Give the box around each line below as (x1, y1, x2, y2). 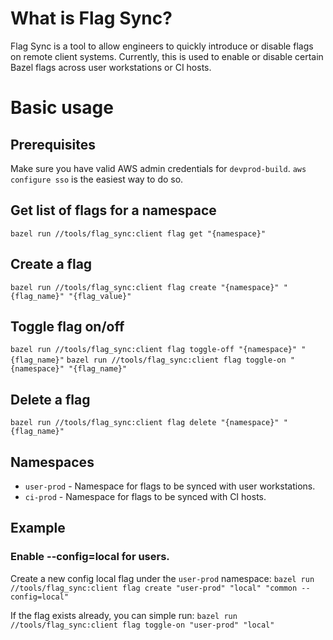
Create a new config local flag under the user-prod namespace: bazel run (10, 572, 315, 584)
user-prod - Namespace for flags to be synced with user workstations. (24, 480, 316, 492)
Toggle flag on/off (10, 318, 125, 335)
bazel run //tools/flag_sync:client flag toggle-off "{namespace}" (10, 345, 298, 355)
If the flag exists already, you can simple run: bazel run (10, 609, 238, 621)
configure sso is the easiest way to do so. (10, 173, 184, 185)
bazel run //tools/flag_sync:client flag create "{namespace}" (10, 282, 280, 292)
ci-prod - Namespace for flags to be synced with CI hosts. (24, 491, 267, 502)
